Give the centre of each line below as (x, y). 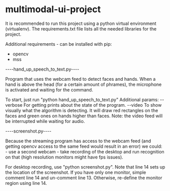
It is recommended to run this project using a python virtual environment (81, 23)
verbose (14, 105)
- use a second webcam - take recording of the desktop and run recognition (85, 151)
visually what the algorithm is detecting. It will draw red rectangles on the (82, 110)
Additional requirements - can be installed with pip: (59, 44)
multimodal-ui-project (53, 9)
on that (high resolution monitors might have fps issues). (64, 157)
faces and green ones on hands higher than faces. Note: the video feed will (84, 116)
